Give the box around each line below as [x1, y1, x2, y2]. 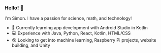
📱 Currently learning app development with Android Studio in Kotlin [11, 25, 148, 31]
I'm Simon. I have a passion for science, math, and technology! [4, 16, 132, 21]
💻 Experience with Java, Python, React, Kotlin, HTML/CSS [11, 30, 131, 36]
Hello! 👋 [4, 4, 24, 11]
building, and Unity [11, 42, 50, 48]
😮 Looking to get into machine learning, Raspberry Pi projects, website [11, 37, 157, 43]
